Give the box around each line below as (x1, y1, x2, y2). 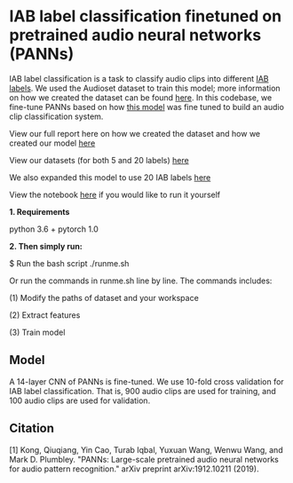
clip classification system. (9, 111, 104, 122)
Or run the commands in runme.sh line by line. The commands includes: (9, 275, 273, 286)
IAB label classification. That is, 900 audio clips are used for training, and (9, 385, 277, 396)
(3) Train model (9, 327, 66, 337)
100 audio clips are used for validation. (9, 395, 151, 406)
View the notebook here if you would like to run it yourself (9, 189, 221, 200)
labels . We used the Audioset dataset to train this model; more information (9, 83, 281, 93)
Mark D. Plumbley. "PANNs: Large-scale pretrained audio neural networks (9, 454, 280, 464)
